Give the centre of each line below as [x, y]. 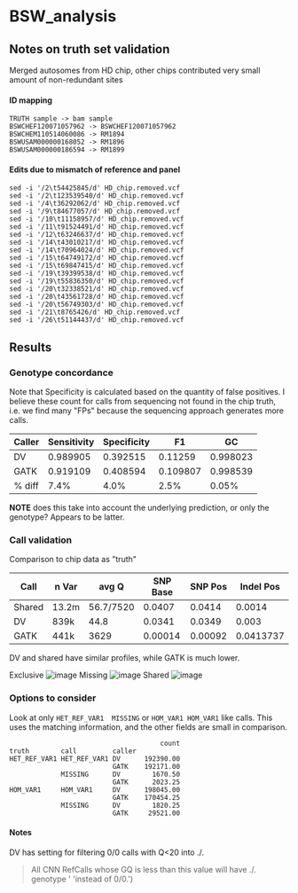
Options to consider [53, 698]
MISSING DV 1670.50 [120, 774]
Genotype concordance [61, 372]
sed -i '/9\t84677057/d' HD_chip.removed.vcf [94, 211]
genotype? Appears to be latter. [67, 517]
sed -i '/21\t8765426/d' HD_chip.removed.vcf [94, 312]
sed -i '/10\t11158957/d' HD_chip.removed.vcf [97, 219]
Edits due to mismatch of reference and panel [94, 169]
